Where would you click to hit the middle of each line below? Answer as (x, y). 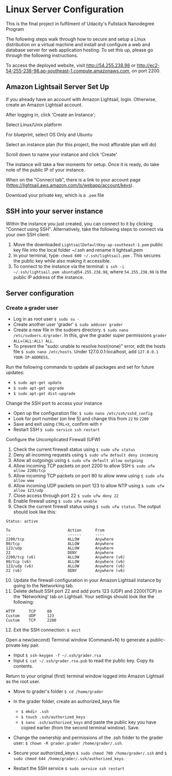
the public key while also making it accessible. (62, 261)
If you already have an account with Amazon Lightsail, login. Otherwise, (81, 99)
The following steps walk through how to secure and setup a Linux (76, 39)
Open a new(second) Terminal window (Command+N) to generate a (78, 640)
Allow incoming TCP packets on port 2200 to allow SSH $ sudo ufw (84, 466)
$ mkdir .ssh (35, 712)
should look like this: (35, 512)
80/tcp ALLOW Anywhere (60, 544)
